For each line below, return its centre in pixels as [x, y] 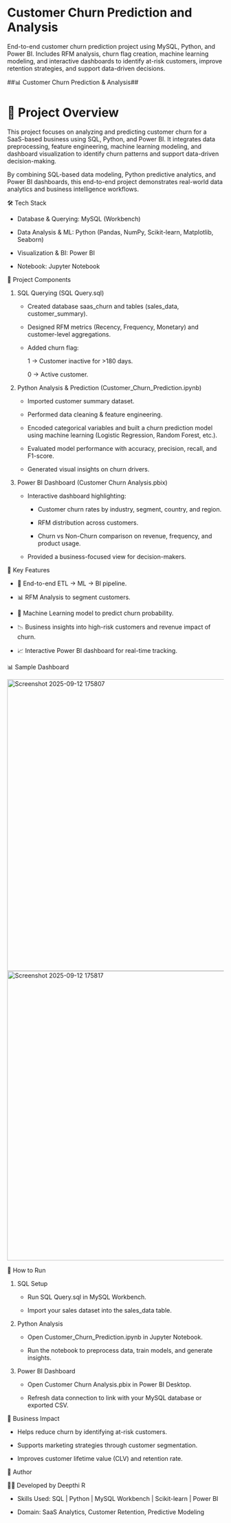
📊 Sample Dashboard [38, 667]
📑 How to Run [26, 1270]
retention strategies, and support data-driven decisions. [86, 68]
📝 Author [20, 1472]
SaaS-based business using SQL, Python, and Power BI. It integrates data [111, 139]
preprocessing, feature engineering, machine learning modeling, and [104, 146]
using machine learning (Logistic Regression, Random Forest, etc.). [122, 435]
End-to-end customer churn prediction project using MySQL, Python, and [111, 46]
